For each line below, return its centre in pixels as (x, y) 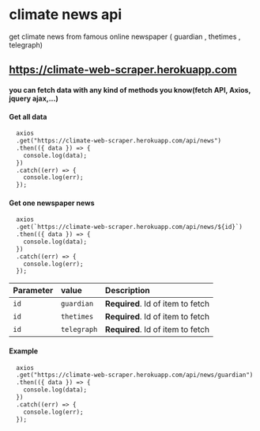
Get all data (28, 116)
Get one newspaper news (52, 203)
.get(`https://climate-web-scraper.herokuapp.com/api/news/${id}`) (130, 227)
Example (24, 351)
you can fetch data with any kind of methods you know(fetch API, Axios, (130, 90)
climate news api (66, 15)
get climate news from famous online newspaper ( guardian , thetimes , (125, 36)
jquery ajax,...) (34, 98)
